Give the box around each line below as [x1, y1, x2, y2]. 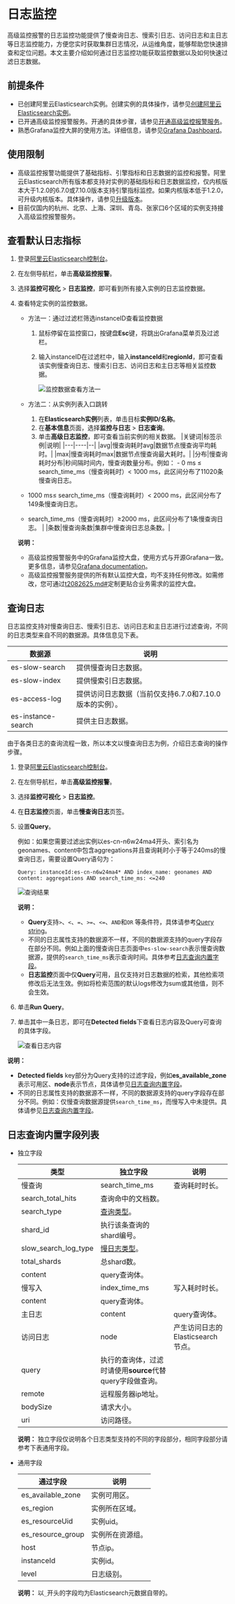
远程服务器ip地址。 [100, 1389, 163, 1399]
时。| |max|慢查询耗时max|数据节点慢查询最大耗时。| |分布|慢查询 [38, 450, 228, 458]
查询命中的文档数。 [100, 1194, 164, 1203]
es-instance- [10, 712, 56, 721]
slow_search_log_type [20, 1244, 94, 1253]
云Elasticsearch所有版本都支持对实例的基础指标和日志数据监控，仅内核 [17, 177, 222, 186]
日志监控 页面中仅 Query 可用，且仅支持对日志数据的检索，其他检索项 [27, 970, 225, 979]
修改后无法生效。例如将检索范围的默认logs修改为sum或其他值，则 [27, 979, 218, 988]
